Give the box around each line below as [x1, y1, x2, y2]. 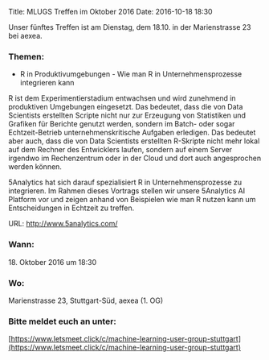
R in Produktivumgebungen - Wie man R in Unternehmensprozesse [19, 69, 243, 79]
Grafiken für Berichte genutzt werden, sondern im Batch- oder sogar [8, 119, 235, 129]
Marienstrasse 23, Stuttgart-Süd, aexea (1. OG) [8, 296, 164, 305]
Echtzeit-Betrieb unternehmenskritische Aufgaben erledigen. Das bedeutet [8, 128, 256, 138]
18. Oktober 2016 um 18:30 [8, 257, 97, 267]
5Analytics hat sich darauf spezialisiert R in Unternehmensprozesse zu [8, 177, 243, 188]
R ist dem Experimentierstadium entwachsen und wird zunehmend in [8, 93, 236, 103]
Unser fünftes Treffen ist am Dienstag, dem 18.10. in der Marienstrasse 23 [8, 23, 251, 31]
